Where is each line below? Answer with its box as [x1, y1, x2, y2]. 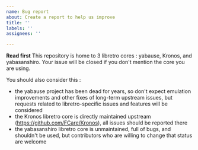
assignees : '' [6, 31, 41, 37]
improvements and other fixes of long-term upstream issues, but [14, 94, 173, 101]
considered [14, 107, 43, 114]
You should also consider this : [6, 76, 81, 84]
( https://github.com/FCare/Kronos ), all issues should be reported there [14, 119, 188, 126]
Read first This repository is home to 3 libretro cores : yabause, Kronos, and [6, 52, 193, 59]
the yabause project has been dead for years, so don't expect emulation [14, 88, 191, 95]
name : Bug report [6, 8, 49, 15]
